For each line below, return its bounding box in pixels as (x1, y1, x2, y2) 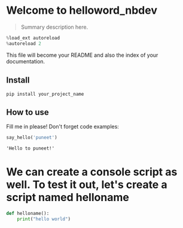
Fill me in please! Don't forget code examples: (6, 123, 120, 130)
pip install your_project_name (6, 91, 84, 97)
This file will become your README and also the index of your (6, 51, 158, 59)
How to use (6, 107, 49, 117)
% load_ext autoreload (6, 35, 60, 41)
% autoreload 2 (6, 40, 42, 47)
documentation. (6, 57, 45, 65)
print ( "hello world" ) (17, 216, 71, 222)
